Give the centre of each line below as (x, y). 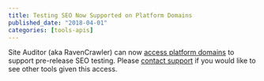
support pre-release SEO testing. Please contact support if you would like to (132, 61)
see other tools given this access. (63, 69)
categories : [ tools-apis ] (51, 30)
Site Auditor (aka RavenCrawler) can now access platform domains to (121, 53)
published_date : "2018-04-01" (58, 23)
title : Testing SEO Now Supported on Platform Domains (100, 15)
